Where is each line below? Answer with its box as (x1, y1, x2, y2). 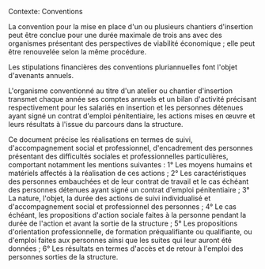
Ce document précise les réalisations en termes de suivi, (8, 135, 193, 144)
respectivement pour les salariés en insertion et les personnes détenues (8, 103, 244, 112)
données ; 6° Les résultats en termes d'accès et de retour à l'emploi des (8, 244, 244, 253)
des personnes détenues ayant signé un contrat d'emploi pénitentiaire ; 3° (8, 185, 250, 194)
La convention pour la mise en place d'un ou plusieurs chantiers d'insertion (8, 22, 254, 31)
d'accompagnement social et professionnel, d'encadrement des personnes (8, 144, 253, 152)
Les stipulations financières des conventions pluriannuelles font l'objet (8, 62, 237, 72)
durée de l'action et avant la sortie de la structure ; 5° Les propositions (8, 219, 238, 228)
